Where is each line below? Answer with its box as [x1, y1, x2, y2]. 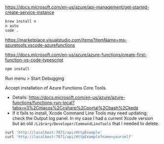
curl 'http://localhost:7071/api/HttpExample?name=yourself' [5, 135, 133, 140]
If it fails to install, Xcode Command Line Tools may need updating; [12, 110, 148, 116]
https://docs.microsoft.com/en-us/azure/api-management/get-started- [5, 4, 149, 10]
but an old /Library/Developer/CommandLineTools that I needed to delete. [12, 120, 160, 126]
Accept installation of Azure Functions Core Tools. [5, 85, 107, 90]
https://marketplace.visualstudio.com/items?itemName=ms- [5, 37, 127, 43]
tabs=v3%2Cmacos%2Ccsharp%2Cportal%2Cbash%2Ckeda [12, 105, 139, 111]
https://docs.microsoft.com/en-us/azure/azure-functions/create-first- [5, 52, 147, 58]
